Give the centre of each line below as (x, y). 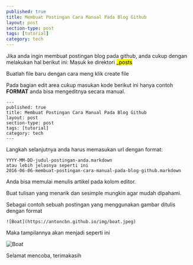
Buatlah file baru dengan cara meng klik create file (67, 74)
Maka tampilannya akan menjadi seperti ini (58, 232)
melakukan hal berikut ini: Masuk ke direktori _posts (69, 62)
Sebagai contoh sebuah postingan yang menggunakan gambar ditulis (91, 204)
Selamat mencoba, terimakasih (44, 256)
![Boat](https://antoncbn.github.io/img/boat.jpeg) (71, 222)
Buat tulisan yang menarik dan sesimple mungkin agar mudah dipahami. (94, 193)
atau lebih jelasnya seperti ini (47, 166)
